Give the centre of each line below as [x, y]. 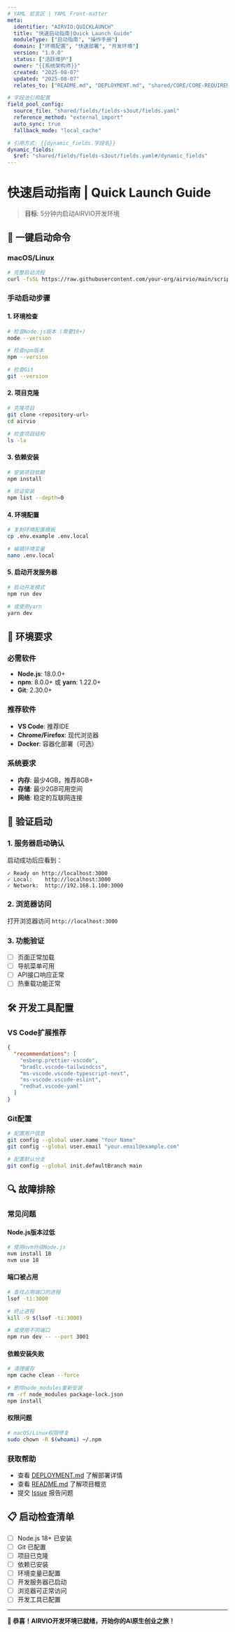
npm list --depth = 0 [36, 498]
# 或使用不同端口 [29, 1331]
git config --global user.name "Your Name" [72, 1140]
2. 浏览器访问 [29, 904]
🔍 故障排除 [31, 1189]
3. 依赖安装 [23, 457]
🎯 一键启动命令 [39, 237]
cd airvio [22, 421]
